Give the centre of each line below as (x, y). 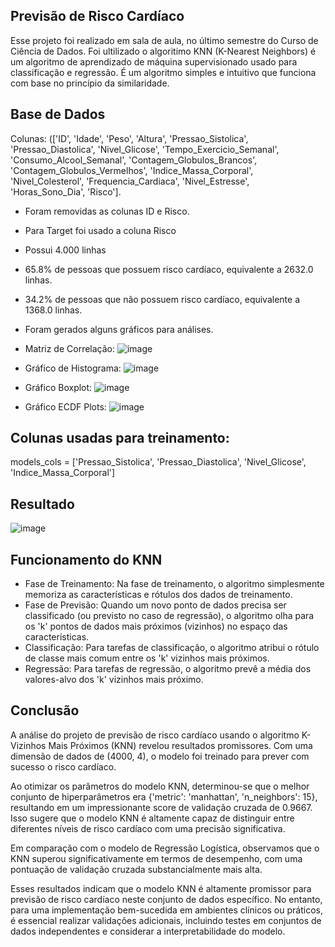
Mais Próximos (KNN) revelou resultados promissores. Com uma (180, 745)
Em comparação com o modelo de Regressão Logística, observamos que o (165, 848)
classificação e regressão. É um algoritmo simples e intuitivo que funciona (163, 72)
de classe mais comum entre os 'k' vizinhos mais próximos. (147, 658)
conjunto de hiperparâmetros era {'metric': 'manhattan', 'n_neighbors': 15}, (164, 796)
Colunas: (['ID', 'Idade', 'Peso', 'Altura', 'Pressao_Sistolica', (129, 138)
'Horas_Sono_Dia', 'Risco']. (66, 191)
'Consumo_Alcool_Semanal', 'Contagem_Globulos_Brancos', (134, 160)
